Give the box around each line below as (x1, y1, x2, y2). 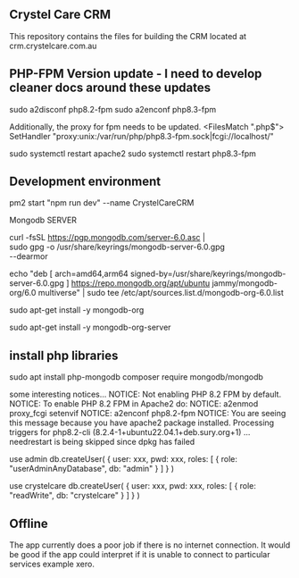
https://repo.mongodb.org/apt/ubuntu (71, 278, 211, 289)
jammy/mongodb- (212, 278, 278, 289)
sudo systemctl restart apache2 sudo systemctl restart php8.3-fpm (9, 147, 257, 159)
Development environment (9, 174, 162, 189)
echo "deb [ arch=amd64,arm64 (9, 268, 129, 280)
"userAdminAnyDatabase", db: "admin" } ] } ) (9, 464, 175, 474)
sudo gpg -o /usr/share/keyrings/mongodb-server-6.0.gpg (9, 241, 226, 253)
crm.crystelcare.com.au (9, 40, 97, 51)
